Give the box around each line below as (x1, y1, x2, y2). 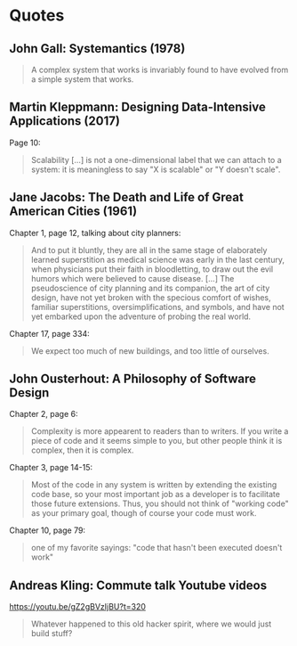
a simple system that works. (30, 74, 134, 85)
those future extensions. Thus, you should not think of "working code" (30, 498, 289, 509)
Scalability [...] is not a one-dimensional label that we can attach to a (30, 154, 282, 165)
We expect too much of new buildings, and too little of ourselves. (30, 345, 269, 356)
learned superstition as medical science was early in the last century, (30, 254, 285, 265)
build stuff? (30, 628, 73, 639)
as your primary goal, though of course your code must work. (30, 508, 257, 519)
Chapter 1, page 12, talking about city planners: (9, 227, 181, 238)
